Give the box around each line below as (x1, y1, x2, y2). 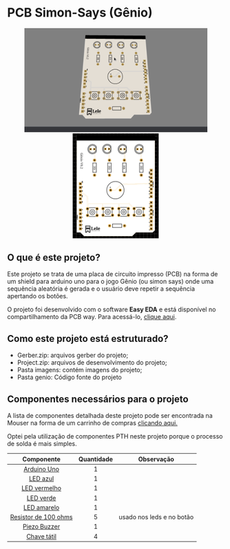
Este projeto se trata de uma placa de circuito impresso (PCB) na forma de (7, 270, 218, 278)
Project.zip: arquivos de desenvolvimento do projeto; (17, 358, 167, 367)
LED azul (28, 474, 54, 483)
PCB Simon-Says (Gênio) (7, 5, 153, 21)
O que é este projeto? (7, 252, 101, 264)
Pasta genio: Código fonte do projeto (17, 373, 122, 381)
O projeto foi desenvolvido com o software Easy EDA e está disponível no (7, 305, 216, 314)
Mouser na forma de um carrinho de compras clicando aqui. (7, 419, 178, 427)
